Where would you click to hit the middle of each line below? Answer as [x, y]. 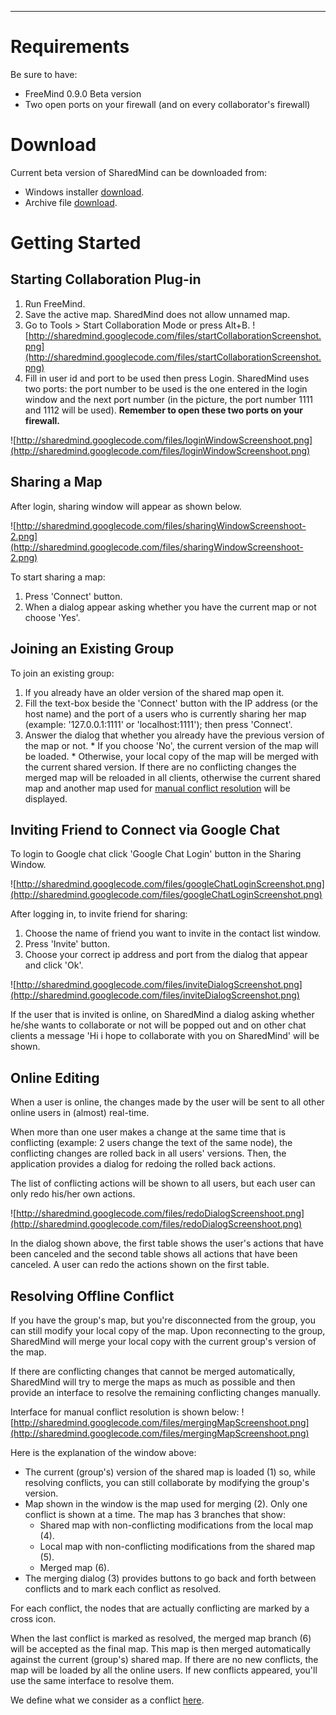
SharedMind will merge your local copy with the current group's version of [163, 1341]
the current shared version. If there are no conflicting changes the [160, 767]
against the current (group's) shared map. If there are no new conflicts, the [164, 1659]
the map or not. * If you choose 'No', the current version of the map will [171, 745]
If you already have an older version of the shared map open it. [154, 692]
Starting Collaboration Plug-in [106, 279]
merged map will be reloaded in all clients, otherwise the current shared [172, 777]
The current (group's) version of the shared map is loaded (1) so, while [170, 1472]
